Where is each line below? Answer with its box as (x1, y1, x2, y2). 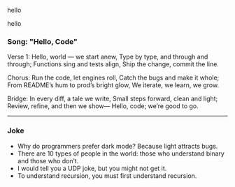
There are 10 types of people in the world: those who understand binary (17, 149, 225, 158)
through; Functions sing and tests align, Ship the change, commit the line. (7, 60, 219, 68)
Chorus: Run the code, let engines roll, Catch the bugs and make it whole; (7, 73, 220, 82)
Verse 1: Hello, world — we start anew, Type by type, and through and (7, 52, 208, 61)
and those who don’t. (17, 156, 79, 165)
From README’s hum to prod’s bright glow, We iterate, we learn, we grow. (7, 81, 219, 89)
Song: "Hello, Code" (7, 36, 78, 46)
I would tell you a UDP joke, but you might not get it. (17, 164, 167, 172)
